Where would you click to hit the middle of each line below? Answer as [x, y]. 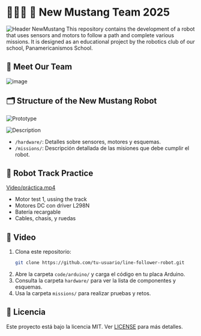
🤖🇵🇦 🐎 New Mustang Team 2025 [88, 12]
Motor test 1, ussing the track [51, 199]
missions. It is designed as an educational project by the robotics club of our [100, 41]
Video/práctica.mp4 [31, 188]
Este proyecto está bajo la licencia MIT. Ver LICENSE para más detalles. [94, 326]
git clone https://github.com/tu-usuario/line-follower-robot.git [100, 263]
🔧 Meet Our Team [39, 67]
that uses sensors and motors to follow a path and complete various [90, 35]
